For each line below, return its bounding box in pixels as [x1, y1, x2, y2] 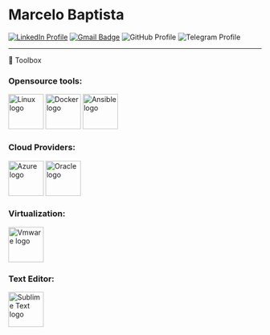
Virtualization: [8, 208, 66, 219]
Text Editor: [8, 273, 55, 284]
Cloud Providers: [8, 142, 76, 153]
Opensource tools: [8, 75, 83, 86]
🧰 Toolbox [8, 55, 42, 65]
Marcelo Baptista [8, 6, 125, 24]
